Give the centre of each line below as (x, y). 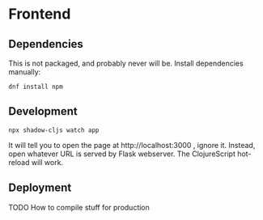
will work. (47, 162)
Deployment (40, 188)
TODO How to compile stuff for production (79, 207)
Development (43, 111)
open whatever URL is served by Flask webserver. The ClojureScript (122, 154)
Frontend (40, 14)
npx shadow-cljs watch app (54, 130)
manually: (25, 72)
